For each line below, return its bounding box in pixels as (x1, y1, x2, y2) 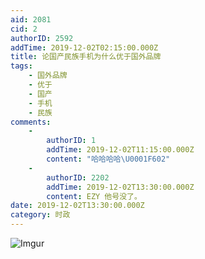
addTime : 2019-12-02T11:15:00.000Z (46, 145, 195, 155)
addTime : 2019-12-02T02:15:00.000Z (10, 42, 159, 53)
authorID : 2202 (46, 172, 110, 183)
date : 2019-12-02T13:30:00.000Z (10, 201, 145, 211)
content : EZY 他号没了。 (46, 191, 142, 201)
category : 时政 (10, 210, 71, 220)
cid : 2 (10, 24, 38, 34)
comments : (10, 117, 52, 127)
